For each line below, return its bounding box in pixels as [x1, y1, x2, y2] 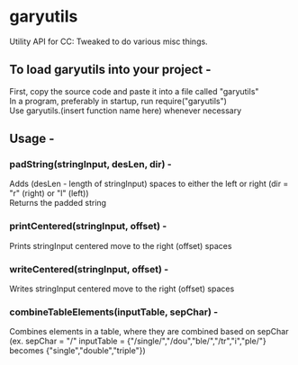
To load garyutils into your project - [9, 62, 212, 77]
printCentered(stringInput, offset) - [9, 220, 167, 233]
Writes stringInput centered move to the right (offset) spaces [9, 283, 235, 294]
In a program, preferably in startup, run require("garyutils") [9, 95, 228, 106]
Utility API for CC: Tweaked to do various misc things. [9, 36, 209, 47]
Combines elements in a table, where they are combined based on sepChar [9, 326, 289, 337]
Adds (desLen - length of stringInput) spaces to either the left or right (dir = [9, 178, 289, 190]
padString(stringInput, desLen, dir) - [9, 158, 173, 171]
